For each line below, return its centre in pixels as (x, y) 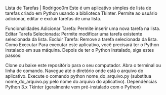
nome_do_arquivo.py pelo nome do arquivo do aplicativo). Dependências (81, 82)
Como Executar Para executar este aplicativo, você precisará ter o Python (82, 45)
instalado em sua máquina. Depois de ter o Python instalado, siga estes (80, 50)
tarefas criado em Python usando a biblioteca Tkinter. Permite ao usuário (81, 13)
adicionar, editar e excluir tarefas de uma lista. (53, 19)
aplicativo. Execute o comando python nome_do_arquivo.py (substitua (78, 76)
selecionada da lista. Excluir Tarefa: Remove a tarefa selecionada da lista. (82, 39)
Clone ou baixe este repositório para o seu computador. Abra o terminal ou (83, 65)
